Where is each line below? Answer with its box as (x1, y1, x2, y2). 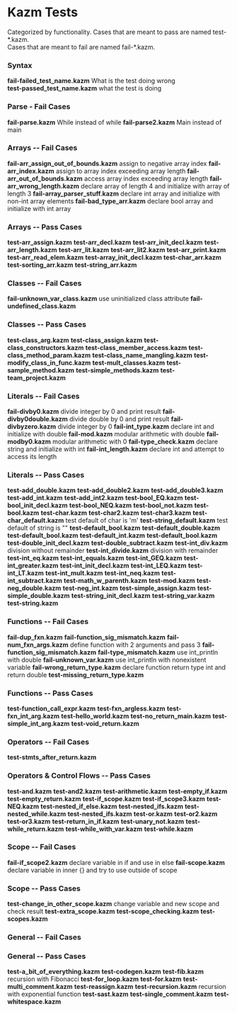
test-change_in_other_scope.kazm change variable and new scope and (7, 900, 220, 908)
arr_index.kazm (7, 166, 54, 175)
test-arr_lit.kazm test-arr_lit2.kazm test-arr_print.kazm (59, 246, 226, 254)
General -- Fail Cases (7, 932, 81, 942)
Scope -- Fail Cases (7, 842, 76, 852)
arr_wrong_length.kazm (7, 181, 80, 190)
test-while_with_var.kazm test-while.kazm (65, 825, 194, 833)
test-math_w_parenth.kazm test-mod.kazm (63, 577, 196, 585)
